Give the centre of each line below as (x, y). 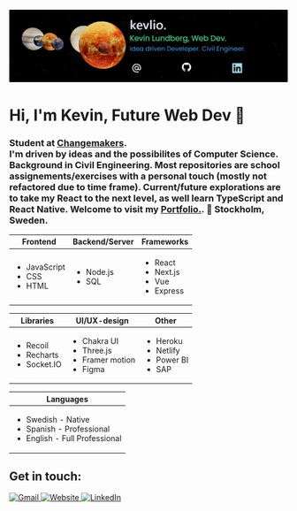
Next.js (167, 271)
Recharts (42, 355)
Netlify (168, 350)
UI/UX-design (103, 320)
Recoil (37, 346)
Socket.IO (44, 364)
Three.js (97, 350)
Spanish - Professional (68, 429)
